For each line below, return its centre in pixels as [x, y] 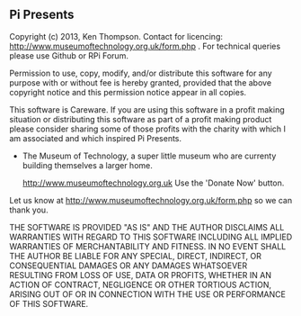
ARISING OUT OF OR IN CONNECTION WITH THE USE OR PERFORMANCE [147, 294]
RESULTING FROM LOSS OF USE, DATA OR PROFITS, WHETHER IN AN [141, 275]
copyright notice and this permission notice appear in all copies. [128, 92]
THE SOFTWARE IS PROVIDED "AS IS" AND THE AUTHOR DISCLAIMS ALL [147, 227]
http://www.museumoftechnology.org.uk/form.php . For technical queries [145, 46]
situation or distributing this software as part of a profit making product [141, 119]
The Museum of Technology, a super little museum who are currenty [149, 156]
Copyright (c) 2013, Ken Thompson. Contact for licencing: [116, 36]
